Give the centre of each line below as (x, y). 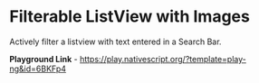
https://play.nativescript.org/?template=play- (163, 59)
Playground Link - (44, 59)
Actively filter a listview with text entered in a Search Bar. (115, 41)
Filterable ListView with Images (130, 17)
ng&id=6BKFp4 (38, 69)
